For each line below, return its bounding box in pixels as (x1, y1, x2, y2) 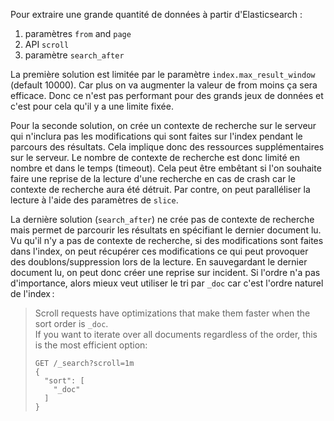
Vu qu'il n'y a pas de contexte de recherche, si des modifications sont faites (10, 235, 324, 246)
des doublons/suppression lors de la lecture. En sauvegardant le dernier (10, 256, 308, 268)
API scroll (24, 39, 70, 50)
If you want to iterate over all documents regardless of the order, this (34, 329, 318, 340)
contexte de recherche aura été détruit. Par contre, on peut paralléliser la (10, 184, 311, 195)
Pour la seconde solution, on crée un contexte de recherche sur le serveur (10, 120, 317, 131)
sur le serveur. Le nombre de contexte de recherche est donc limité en (10, 152, 300, 163)
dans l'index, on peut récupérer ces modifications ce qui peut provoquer (10, 245, 309, 257)
